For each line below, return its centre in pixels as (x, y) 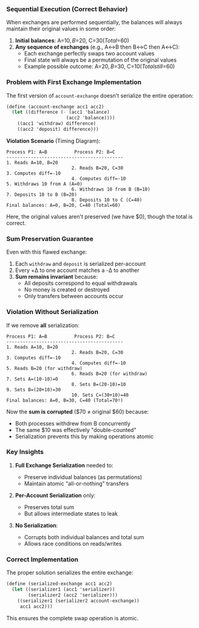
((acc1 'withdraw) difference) (57, 124)
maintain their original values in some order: (61, 29)
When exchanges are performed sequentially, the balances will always (94, 23)
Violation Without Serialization (52, 312)
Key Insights (25, 452)
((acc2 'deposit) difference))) (58, 130)
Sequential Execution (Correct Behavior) (67, 9)
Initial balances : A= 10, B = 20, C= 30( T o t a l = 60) (72, 41)
